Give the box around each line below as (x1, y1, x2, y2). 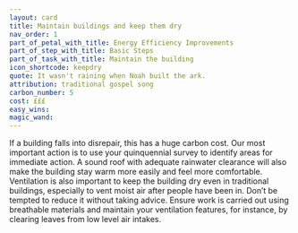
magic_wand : (9, 113, 54, 122)
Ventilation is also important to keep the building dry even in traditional (9, 176, 269, 186)
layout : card (9, 13, 58, 22)
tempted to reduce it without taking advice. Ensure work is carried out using (9, 194, 289, 206)
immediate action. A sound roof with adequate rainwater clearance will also (9, 157, 287, 168)
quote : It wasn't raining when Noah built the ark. (9, 72, 206, 81)
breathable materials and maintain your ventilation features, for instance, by (9, 204, 288, 215)
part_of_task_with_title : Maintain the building (9, 55, 194, 64)
